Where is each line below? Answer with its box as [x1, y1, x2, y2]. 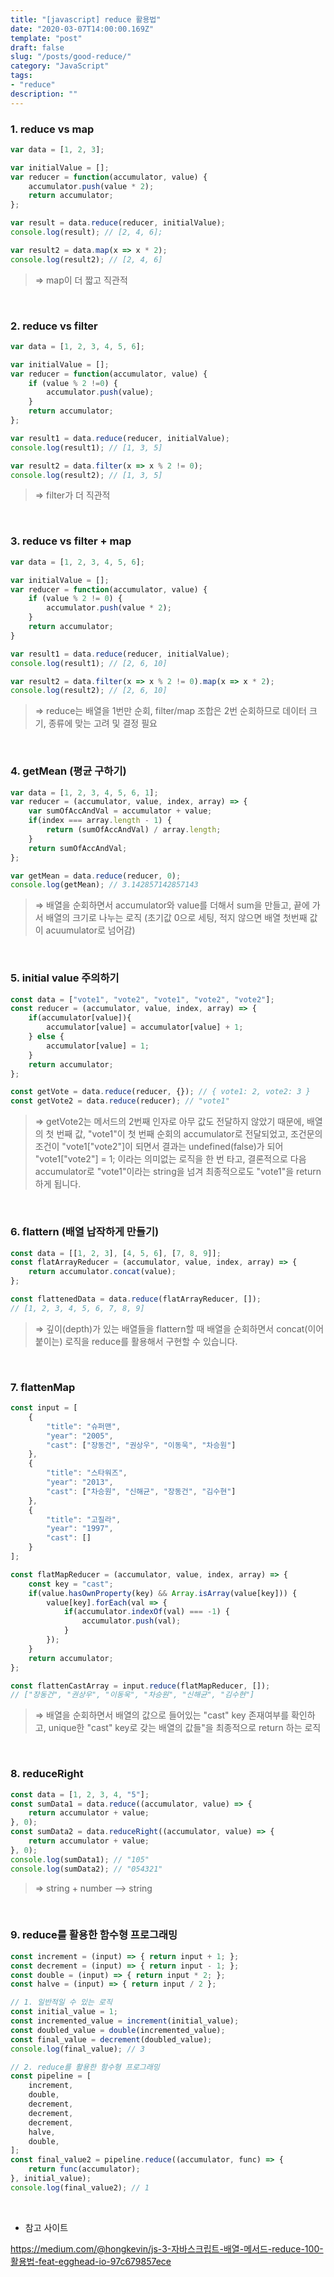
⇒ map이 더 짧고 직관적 [34, 274, 128, 286]
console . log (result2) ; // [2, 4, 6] [10, 254, 163, 265]
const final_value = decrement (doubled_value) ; [10, 2034, 213, 2045]
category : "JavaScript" [10, 61, 110, 71]
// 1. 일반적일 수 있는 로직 [10, 1997, 113, 2008]
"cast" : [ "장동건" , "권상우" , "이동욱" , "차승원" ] [46, 1440, 237, 1450]
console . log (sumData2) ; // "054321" [10, 1864, 163, 1874]
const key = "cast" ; [28, 1579, 114, 1589]
